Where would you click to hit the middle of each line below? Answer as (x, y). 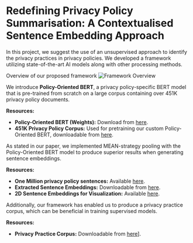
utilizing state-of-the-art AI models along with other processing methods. (94, 64)
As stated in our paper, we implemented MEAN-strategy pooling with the (94, 146)
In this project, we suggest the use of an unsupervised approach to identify (96, 52)
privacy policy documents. (38, 99)
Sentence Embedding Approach (85, 36)
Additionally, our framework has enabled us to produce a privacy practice (94, 205)
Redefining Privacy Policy (70, 11)
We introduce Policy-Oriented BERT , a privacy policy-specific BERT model (96, 87)
